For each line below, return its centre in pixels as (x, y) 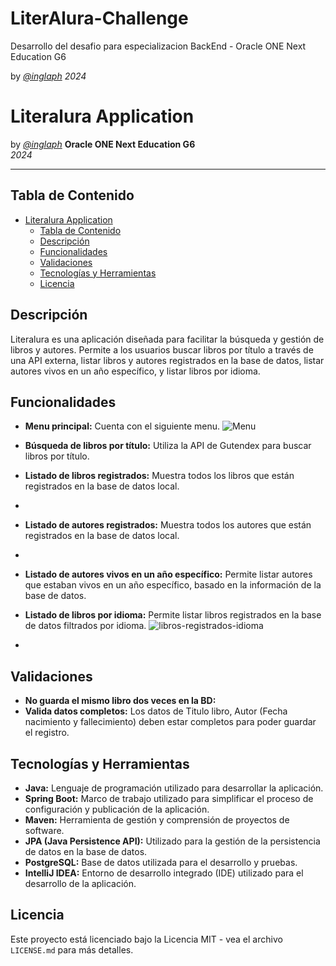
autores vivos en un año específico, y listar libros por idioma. (135, 371)
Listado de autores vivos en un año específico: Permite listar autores (168, 574)
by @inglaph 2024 (48, 76)
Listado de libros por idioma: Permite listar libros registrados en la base (173, 615)
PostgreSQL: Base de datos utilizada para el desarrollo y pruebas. (161, 862)
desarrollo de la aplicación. (80, 883)
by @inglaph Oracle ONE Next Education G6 (103, 144)
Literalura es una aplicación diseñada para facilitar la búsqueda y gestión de (167, 339)
